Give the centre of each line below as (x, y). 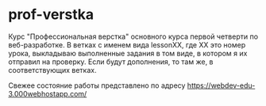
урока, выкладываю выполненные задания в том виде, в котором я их (128, 53)
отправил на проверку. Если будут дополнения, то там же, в (111, 62)
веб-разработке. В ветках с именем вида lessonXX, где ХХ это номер (127, 44)
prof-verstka (51, 15)
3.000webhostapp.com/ (48, 93)
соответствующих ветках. (52, 70)
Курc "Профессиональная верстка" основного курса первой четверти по (133, 36)
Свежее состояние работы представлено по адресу (97, 85)
